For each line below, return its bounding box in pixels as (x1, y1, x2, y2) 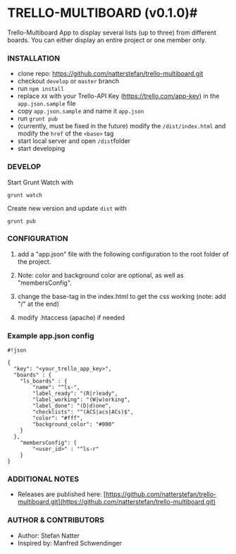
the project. (17, 257, 51, 266)
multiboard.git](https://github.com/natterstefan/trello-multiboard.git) (17, 498, 216, 506)
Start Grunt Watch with (7, 178, 74, 186)
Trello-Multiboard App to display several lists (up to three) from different (7, 28, 216, 37)
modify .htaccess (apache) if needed (17, 313, 125, 321)
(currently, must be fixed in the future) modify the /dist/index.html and (17, 122, 226, 130)
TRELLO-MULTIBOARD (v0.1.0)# (7, 5, 198, 21)
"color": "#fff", (32, 414, 83, 422)
